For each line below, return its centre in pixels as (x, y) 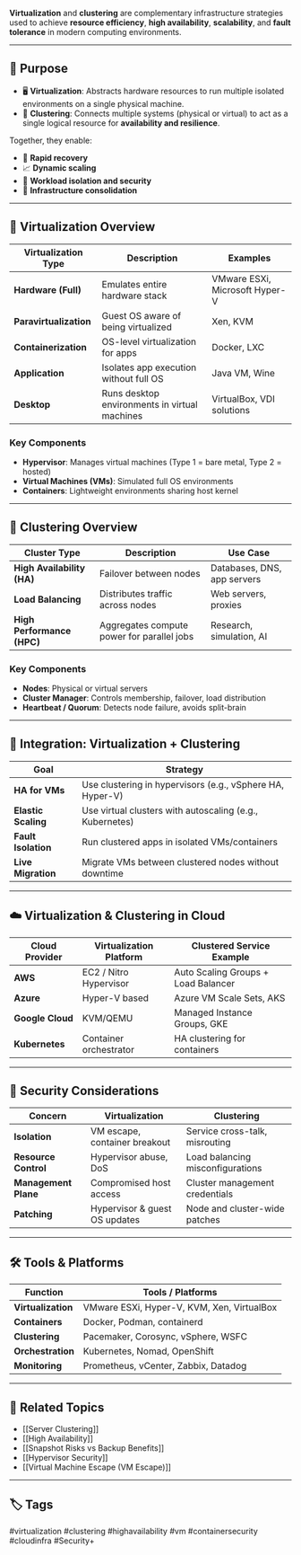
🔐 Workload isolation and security (87, 181)
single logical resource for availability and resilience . (121, 123)
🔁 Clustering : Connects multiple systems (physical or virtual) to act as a (155, 113)
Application (39, 373)
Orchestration (44, 1351)
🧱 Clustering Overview (73, 528)
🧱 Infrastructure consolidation (79, 190)
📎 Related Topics (57, 1407)
